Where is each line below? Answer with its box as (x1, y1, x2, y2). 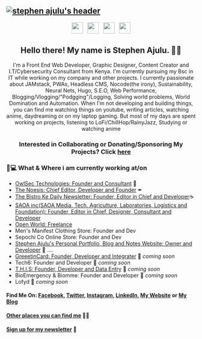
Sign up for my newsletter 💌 (6, 325, 77, 333)
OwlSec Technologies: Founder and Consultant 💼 (14, 179, 137, 187)
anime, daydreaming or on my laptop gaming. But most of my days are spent (6, 112, 196, 119)
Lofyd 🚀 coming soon (14, 278, 68, 285)
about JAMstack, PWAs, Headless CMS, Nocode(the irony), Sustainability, (9, 80, 193, 88)
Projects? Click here (71, 148, 131, 156)
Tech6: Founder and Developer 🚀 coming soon (14, 259, 131, 266)
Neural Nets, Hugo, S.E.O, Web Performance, (44, 86, 158, 94)
